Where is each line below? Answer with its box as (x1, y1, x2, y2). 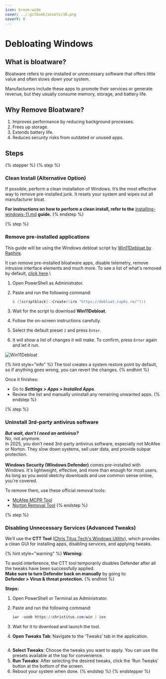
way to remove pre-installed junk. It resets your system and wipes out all (5, 191, 154, 197)
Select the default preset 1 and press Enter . (12, 327, 102, 333)
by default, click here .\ (5, 270, 51, 276)
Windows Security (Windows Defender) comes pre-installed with (5, 462, 141, 468)
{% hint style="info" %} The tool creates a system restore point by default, (5, 362, 158, 368)
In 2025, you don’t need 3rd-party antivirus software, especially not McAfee (5, 441, 161, 447)
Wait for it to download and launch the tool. (12, 623, 101, 629)
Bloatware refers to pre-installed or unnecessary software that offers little (5, 71, 156, 77)
